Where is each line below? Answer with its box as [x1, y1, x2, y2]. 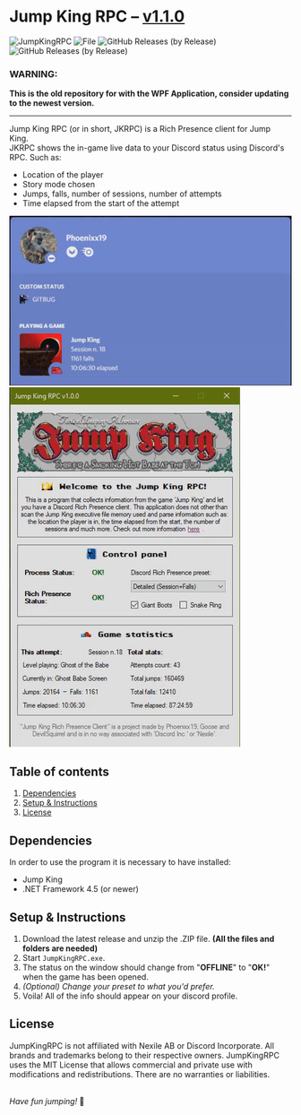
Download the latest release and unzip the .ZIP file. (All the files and [21, 934, 275, 945]
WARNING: [9, 67, 58, 80]
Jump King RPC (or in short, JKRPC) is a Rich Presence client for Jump [9, 124, 271, 134]
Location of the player [21, 169, 104, 180]
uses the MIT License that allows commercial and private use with [9, 1059, 253, 1070]
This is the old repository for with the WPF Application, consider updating [9, 88, 289, 99]
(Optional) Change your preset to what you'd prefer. [21, 981, 215, 992]
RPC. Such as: [9, 152, 62, 163]
